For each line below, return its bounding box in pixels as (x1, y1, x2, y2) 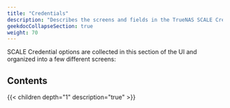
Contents (7, 75, 48, 86)
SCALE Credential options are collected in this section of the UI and (7, 48, 197, 56)
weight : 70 (7, 29, 38, 36)
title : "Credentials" (7, 10, 69, 17)
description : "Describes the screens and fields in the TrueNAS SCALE (7, 16, 213, 23)
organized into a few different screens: (7, 55, 116, 64)
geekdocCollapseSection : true (7, 23, 94, 29)
